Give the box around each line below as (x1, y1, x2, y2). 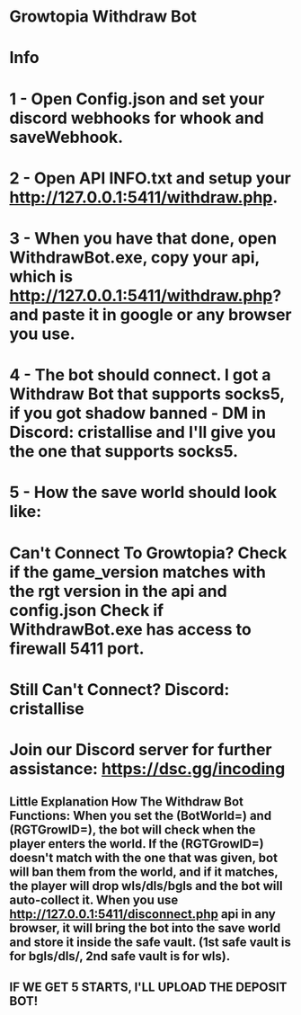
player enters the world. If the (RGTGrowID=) (9, 836, 264, 851)
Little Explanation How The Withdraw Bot (9, 794, 244, 810)
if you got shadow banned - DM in (9, 403, 267, 423)
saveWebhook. (9, 127, 124, 147)
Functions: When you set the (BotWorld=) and (9, 808, 272, 824)
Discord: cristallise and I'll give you (9, 423, 277, 442)
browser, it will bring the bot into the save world (9, 921, 281, 936)
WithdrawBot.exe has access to (9, 619, 252, 639)
